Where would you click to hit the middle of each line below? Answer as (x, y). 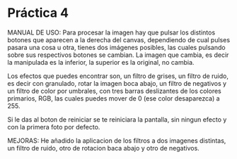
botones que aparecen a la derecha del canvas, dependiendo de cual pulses (119, 39)
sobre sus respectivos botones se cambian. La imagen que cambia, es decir (118, 55)
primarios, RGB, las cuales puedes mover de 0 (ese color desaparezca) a (114, 98)
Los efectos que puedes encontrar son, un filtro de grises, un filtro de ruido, (118, 76)
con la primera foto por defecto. (54, 127)
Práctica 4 (38, 13)
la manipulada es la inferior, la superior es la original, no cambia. (101, 62)
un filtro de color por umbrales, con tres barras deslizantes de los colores (114, 91)
